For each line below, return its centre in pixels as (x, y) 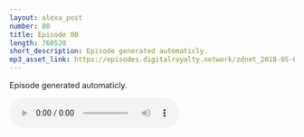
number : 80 (30, 26)
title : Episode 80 (44, 34)
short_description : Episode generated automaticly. (109, 51)
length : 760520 (38, 43)
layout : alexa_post (46, 18)
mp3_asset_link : (40, 59)
